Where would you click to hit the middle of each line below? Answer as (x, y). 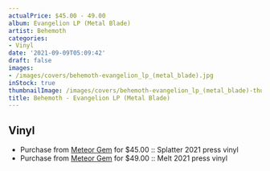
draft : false (30, 61)
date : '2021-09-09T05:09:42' (57, 53)
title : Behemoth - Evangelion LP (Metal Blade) (90, 98)
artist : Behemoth (37, 31)
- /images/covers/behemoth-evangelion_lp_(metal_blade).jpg (111, 75)
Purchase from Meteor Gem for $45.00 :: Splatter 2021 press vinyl (129, 150)
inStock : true (32, 83)
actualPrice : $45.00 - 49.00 (57, 16)
